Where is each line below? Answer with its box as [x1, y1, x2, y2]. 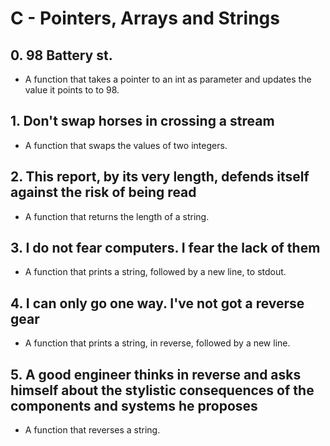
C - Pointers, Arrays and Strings [10, 7, 280, 30]
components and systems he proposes [10, 397, 258, 414]
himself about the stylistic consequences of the [10, 382, 315, 399]
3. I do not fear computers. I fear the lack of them [10, 240, 321, 257]
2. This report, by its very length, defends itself [10, 168, 310, 186]
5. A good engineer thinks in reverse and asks [10, 366, 302, 383]
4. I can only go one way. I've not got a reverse [10, 295, 305, 312]
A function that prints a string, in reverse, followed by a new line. [24, 337, 291, 349]
